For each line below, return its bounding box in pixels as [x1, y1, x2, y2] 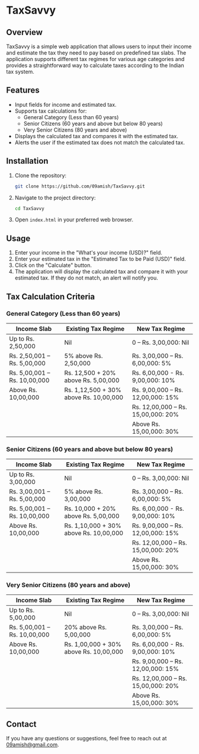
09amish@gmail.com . [6, 741, 59, 748]
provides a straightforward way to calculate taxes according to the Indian [6, 62, 185, 69]
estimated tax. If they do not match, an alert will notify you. [14, 274, 158, 282]
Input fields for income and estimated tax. [14, 101, 117, 108]
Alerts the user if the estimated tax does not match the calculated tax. [14, 139, 185, 146]
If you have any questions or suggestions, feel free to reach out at [6, 735, 167, 742]
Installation [6, 156, 49, 166]
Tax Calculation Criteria [6, 291, 95, 301]
